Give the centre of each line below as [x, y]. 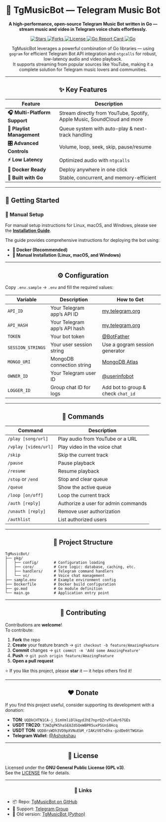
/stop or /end [23, 479]
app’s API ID [64, 314]
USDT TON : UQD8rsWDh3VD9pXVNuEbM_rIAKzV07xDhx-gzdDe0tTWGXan [78, 730]
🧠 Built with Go [25, 177]
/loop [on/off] [25, 495]
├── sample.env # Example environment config [61, 580]
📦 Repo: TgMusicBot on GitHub [45, 802]
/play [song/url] [28, 439]
